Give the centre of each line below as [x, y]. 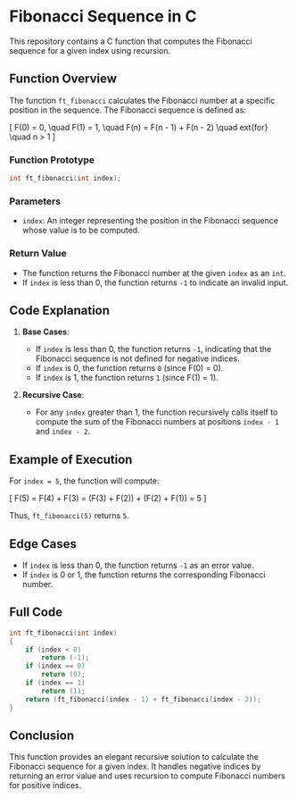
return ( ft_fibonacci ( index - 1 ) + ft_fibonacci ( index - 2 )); [143, 699]
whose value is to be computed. [81, 231]
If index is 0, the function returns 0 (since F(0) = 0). [129, 368]
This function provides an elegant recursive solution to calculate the [134, 757]
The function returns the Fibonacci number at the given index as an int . [154, 273]
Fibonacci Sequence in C [103, 17]
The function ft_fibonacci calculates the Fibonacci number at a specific [142, 100]
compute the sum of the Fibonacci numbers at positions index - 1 [157, 422]
